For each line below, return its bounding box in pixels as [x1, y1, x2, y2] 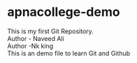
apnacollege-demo [7, 4, 120, 20]
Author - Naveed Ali [7, 34, 64, 42]
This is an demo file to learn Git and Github [7, 49, 131, 57]
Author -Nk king [7, 42, 54, 50]
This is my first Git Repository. [7, 27, 94, 35]
